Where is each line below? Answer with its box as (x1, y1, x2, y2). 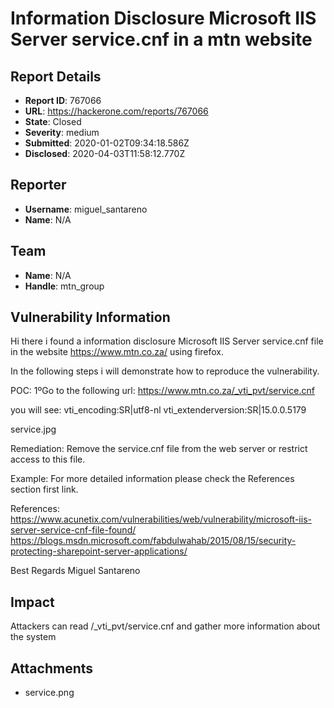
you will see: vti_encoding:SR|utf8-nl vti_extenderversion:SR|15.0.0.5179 (10, 404, 307, 416)
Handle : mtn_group (24, 280, 105, 292)
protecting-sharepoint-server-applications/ (10, 545, 188, 557)
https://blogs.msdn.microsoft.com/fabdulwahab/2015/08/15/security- (10, 535, 297, 547)
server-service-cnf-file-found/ (10, 524, 137, 536)
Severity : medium (24, 127, 100, 138)
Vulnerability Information (10, 309, 171, 326)
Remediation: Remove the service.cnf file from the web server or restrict (10, 443, 308, 455)
